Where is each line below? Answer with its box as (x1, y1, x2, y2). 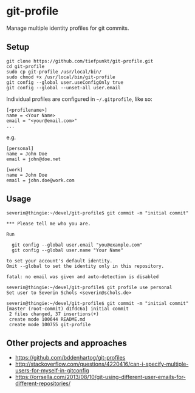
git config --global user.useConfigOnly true (6, 79, 123, 86)
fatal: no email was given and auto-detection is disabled (6, 273, 159, 280)
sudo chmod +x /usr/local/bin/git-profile (6, 74, 115, 80)
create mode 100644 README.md (9, 316, 86, 323)
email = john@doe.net (6, 156, 61, 162)
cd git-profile (6, 63, 45, 69)
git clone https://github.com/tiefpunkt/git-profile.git (6, 58, 154, 64)
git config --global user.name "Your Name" (12, 247, 123, 253)
